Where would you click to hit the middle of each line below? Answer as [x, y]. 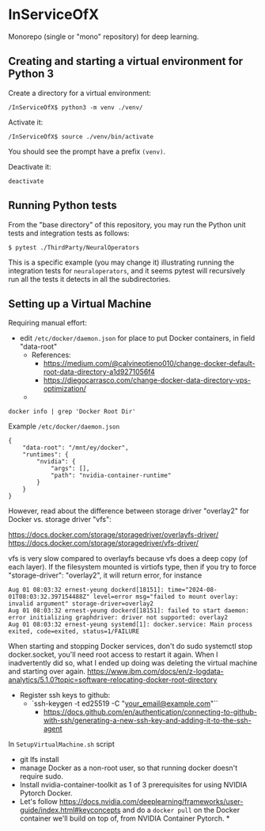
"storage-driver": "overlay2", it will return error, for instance [105, 575]
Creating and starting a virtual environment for [126, 61]
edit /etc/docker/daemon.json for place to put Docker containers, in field [137, 338]
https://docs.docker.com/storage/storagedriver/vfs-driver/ [104, 543]
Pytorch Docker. [46, 793]
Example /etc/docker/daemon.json [64, 426]
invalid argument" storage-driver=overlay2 [81, 604]
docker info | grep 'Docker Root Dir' [72, 412]
